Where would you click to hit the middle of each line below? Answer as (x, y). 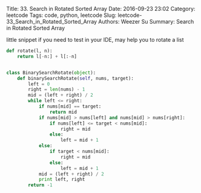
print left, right (62, 180)
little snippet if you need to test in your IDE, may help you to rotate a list (95, 40)
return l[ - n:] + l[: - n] (47, 56)
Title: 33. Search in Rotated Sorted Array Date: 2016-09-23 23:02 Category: (101, 9)
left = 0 (39, 84)
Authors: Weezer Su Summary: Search (146, 21)
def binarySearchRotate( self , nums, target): (76, 78)
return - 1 (40, 185)
